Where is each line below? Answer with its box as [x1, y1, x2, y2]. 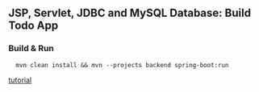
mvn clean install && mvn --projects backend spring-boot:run [15, 61, 229, 69]
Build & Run [8, 43, 55, 54]
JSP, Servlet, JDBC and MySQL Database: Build [8, 6, 252, 20]
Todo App [8, 19, 59, 33]
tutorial [8, 75, 32, 85]
